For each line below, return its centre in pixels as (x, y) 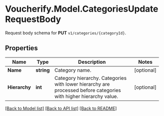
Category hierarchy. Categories (91, 78)
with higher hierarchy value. (86, 96)
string (43, 70)
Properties (21, 48)
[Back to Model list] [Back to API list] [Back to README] (61, 108)
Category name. (73, 70)
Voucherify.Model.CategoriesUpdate (82, 9)
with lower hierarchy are (82, 84)
